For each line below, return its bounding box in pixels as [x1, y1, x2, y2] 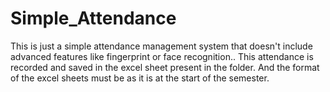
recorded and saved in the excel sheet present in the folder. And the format [10, 61, 320, 73]
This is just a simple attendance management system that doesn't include [10, 40, 313, 52]
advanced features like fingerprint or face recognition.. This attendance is [10, 50, 314, 62]
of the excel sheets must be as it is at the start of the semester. [10, 72, 270, 84]
